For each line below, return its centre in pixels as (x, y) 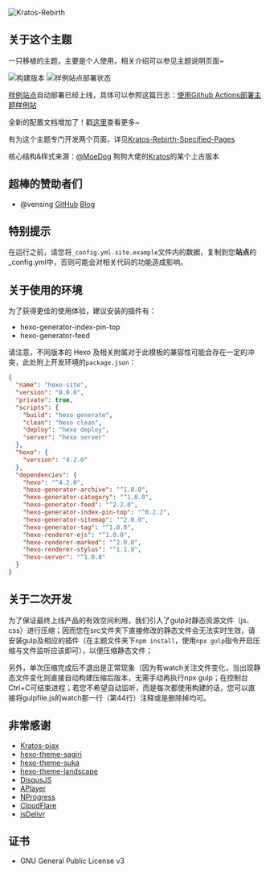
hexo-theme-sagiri (51, 754)
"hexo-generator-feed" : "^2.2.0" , (80, 505)
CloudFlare (38, 805)
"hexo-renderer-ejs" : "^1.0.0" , (77, 535)
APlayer (33, 788)
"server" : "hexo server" (64, 438)
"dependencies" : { (47, 475)
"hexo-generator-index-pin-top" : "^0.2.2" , (97, 512)
